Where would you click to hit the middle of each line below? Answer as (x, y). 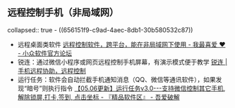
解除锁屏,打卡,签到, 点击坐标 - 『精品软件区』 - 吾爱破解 (98, 97)
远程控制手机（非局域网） (63, 13)
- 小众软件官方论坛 (45, 53)
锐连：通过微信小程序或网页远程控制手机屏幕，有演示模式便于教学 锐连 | (122, 62)
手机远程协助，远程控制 (52, 70)
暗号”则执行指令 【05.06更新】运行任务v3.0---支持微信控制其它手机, (126, 88)
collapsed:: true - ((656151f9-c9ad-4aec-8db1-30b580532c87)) (100, 29)
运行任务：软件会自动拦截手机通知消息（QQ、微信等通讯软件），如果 (117, 79)
